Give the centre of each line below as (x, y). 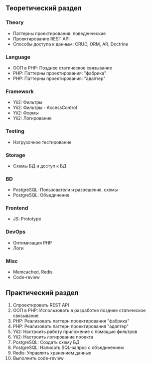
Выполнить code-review (38, 358)
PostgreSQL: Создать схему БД (46, 342)
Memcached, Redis (33, 272)
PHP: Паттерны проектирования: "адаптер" (59, 78)
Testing (15, 131)
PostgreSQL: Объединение (41, 195)
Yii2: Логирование (32, 118)
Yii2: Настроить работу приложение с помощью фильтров (75, 331)
